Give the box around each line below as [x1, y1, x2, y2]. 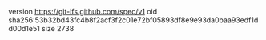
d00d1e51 [8, 24, 40, 33]
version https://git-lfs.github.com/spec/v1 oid [8, 7, 158, 16]
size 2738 [41, 24, 75, 33]
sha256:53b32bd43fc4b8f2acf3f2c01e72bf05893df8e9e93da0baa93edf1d [8, 15, 259, 25]
